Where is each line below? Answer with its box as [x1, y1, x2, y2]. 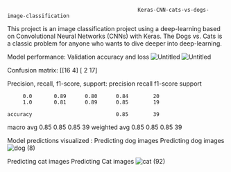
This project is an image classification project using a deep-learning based [7, 25, 221, 32]
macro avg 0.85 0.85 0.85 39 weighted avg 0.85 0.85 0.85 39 [7, 123, 182, 131]
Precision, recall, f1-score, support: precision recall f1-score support [7, 79, 203, 88]
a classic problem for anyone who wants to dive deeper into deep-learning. [7, 39, 222, 48]
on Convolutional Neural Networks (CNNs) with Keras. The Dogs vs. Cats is [7, 32, 223, 40]
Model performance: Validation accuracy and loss [7, 52, 150, 61]
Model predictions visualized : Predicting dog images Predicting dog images [7, 137, 225, 144]
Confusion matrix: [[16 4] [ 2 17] [7, 66, 98, 74]
